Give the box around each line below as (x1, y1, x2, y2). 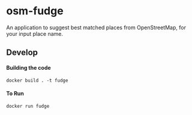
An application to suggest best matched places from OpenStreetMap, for (6, 24, 186, 31)
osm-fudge (6, 4, 64, 18)
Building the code (6, 64, 51, 71)
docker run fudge (6, 103, 50, 109)
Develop (6, 48, 38, 58)
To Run (6, 90, 24, 97)
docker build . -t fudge (6, 77, 68, 83)
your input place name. (6, 30, 64, 37)
